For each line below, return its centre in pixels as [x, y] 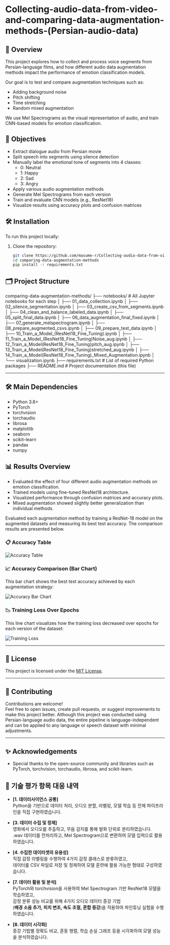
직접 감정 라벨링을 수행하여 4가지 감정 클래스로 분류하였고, [70, 858]
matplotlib [23, 428]
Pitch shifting [26, 97]
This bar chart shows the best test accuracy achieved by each [70, 582]
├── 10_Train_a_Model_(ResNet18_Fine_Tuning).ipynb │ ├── [69, 334]
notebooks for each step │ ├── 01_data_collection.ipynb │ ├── [72, 302]
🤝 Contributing [29, 692]
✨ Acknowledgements [41, 751]
